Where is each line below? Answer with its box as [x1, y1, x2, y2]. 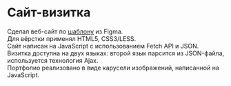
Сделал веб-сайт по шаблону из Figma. [7, 27, 123, 35]
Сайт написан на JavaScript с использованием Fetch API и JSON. [7, 42, 199, 50]
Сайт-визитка [7, 5, 91, 20]
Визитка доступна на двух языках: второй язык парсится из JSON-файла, [7, 49, 225, 57]
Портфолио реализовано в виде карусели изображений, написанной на [7, 63, 219, 72]
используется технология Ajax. [7, 56, 99, 64]
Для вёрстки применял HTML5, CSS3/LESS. [7, 34, 137, 42]
